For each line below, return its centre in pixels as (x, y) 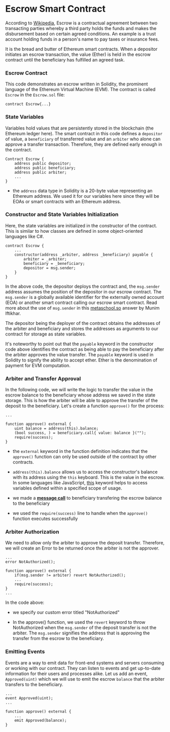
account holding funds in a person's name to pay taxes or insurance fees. (82, 39)
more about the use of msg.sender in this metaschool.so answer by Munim (82, 308)
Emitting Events (25, 652)
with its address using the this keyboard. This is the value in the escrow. (89, 477)
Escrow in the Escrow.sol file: (35, 95)
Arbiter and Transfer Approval (43, 378)
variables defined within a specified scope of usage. (67, 488)
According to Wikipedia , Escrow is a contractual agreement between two (81, 23)
